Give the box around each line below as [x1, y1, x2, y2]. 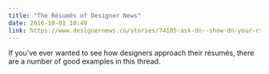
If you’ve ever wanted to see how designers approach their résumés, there [8, 49, 255, 58]
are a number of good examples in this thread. [8, 56, 161, 66]
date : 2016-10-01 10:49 [8, 19, 88, 27]
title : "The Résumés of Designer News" [8, 11, 142, 20]
